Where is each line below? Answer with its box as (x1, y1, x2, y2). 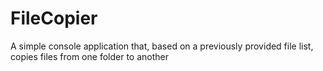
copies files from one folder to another (10, 50, 169, 62)
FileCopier (10, 7, 98, 30)
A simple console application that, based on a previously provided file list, (10, 40, 314, 52)
